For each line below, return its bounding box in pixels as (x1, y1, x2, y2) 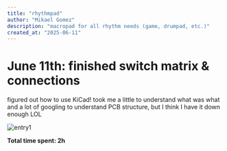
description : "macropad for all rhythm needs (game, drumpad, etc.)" (7, 23, 211, 29)
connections (7, 73, 80, 89)
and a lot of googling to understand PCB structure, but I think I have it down (7, 103, 221, 111)
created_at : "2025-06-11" (7, 29, 81, 36)
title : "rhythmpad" (7, 10, 63, 17)
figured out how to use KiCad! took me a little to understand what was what (7, 96, 220, 104)
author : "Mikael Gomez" (7, 16, 75, 23)
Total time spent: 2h (7, 137, 65, 145)
